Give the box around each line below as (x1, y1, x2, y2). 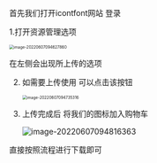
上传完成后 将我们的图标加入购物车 (21, 109, 148, 119)
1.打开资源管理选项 (9, 27, 77, 37)
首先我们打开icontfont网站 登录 (9, 8, 122, 18)
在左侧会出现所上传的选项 (9, 58, 102, 68)
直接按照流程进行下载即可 (9, 144, 102, 155)
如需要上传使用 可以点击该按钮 (21, 77, 133, 87)
